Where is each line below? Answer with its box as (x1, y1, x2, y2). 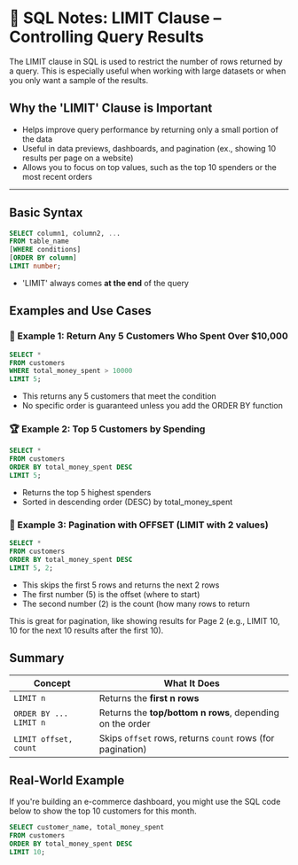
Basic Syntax (9, 206, 83, 221)
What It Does (163, 677, 220, 690)
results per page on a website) (21, 152, 134, 163)
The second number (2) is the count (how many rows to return (21, 598, 250, 609)
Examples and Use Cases (9, 303, 153, 318)
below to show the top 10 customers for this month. (9, 806, 197, 816)
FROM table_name (9, 237, 69, 246)
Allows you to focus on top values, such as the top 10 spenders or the (21, 161, 277, 172)
